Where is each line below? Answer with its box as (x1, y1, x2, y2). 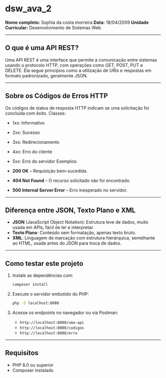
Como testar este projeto (5, 259, 83, 268)
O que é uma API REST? (5, 44, 79, 52)
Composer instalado (12, 367, 54, 373)
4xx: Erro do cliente (12, 148, 53, 154)
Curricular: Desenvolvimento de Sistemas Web (5, 24, 101, 30)
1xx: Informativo (12, 120, 45, 126)
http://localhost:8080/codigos (19, 325, 84, 330)
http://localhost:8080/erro (19, 330, 78, 335)
